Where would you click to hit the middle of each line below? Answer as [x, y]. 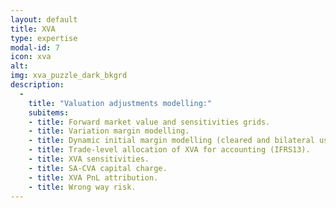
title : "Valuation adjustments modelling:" [120, 103]
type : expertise [44, 38]
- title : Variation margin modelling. [109, 131]
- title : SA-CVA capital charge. [98, 168]
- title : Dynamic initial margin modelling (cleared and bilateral [171, 141]
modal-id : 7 [35, 47]
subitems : [49, 112]
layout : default [44, 19]
